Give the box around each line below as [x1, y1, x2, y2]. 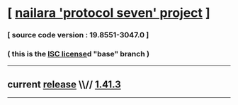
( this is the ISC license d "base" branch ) [7, 49, 150, 59]
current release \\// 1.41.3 [7, 78, 122, 90]
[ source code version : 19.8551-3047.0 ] [7, 30, 149, 40]
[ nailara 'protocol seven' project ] [7, 5, 210, 21]
